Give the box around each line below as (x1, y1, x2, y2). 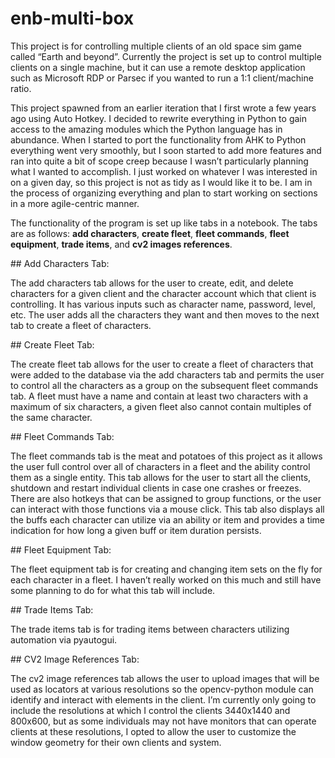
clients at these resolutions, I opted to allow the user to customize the (10, 725, 297, 737)
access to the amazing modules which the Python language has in (10, 123, 283, 135)
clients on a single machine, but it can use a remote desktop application (10, 61, 306, 73)
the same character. (10, 411, 93, 423)
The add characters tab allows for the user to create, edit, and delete (10, 277, 294, 289)
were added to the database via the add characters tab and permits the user (10, 368, 325, 381)
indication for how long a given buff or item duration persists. (10, 524, 262, 536)
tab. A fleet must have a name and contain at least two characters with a (10, 390, 308, 402)
